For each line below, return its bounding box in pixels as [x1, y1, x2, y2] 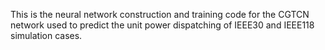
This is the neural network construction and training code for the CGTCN [10, 9, 310, 20]
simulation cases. [10, 30, 83, 41]
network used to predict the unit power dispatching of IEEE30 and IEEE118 [10, 19, 315, 31]
